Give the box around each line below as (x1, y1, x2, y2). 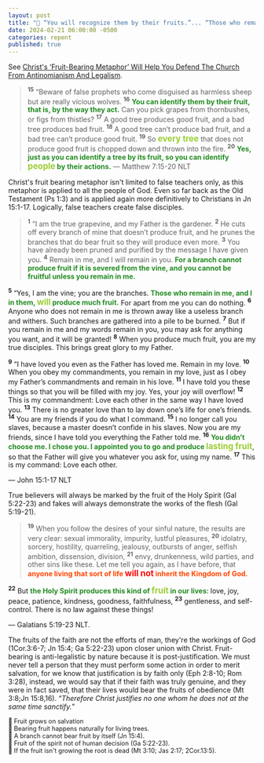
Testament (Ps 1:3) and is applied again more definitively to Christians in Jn (8, 194, 251, 204)
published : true (8, 41, 61, 49)
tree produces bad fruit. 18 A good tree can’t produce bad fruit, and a (27, 123, 251, 133)
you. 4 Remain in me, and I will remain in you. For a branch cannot (27, 254, 242, 265)
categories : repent (8, 33, 72, 42)
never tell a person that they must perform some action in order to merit (8, 660, 240, 670)
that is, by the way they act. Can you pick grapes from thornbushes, (27, 105, 251, 115)
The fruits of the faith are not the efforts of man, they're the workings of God (8, 635, 256, 644)
